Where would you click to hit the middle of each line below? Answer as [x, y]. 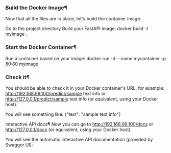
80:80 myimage [22, 64]
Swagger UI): [19, 145]
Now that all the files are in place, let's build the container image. [74, 19]
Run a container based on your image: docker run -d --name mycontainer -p [86, 58]
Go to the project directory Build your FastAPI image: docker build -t [77, 29]
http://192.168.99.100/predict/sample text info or [56, 93]
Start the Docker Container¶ [41, 47]
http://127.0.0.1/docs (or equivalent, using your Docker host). [69, 130]
